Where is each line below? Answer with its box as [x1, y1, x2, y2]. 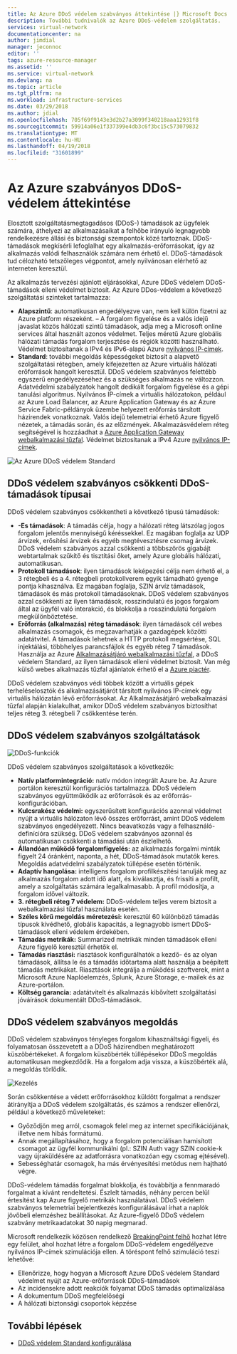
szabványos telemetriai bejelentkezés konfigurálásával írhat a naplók [7, 1204, 209, 1212]
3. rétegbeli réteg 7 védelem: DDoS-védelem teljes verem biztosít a [17, 897, 217, 906]
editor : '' [7, 51, 40, 58]
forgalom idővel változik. [17, 889, 90, 898]
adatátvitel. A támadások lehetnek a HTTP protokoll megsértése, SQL [17, 634, 221, 643]
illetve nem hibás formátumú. [17, 1129, 104, 1138]
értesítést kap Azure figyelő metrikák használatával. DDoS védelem [7, 1196, 204, 1205]
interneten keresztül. [7, 264, 68, 273]
